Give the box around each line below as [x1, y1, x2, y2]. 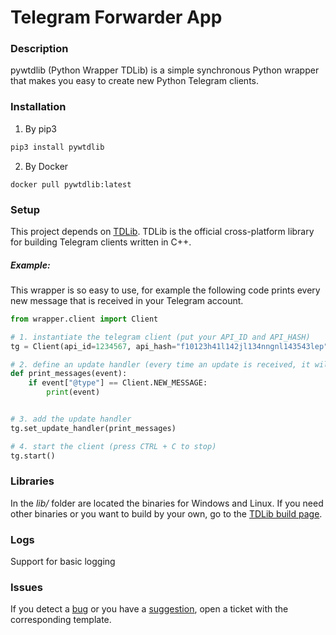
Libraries [10, 474, 55, 488]
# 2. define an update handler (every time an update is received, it [10, 359, 311, 370]
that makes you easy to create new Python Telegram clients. [10, 75, 260, 87]
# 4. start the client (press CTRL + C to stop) [10, 441, 217, 451]
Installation [10, 100, 67, 114]
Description [10, 42, 69, 56]
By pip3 [24, 122, 57, 135]
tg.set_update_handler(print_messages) [10, 423, 177, 433]
